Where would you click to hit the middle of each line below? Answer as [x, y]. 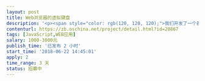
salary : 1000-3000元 [32, 40]
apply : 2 [17, 57]
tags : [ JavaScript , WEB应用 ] [41, 35]
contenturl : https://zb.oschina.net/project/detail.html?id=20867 [92, 29]
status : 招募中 [24, 69]
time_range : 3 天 [28, 63]
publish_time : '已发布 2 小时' [44, 46]
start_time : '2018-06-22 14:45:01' [52, 52]
